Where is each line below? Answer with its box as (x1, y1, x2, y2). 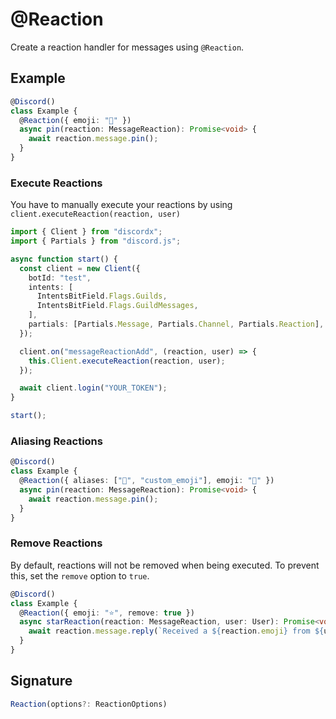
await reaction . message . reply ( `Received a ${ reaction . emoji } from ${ (28, 626, 325, 637)
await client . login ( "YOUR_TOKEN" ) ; (19, 383, 168, 393)
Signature (10, 673, 73, 690)
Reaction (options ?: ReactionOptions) (10, 699, 168, 709)
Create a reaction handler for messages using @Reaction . (10, 41, 245, 53)
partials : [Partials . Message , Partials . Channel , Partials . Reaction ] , (28, 319, 325, 330)
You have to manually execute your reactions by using (10, 199, 233, 211)
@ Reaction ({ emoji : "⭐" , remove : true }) (19, 608, 195, 618)
